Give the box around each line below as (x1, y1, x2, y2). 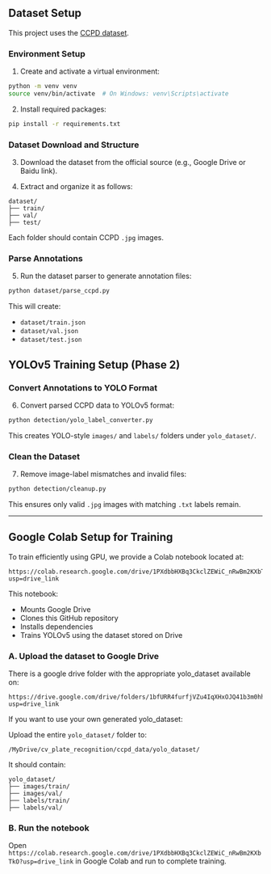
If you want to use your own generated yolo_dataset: (8, 715, 183, 724)
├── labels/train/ (8, 796, 70, 805)
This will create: (8, 302, 61, 311)
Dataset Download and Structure (8, 139, 140, 150)
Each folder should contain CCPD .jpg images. (8, 233, 164, 243)
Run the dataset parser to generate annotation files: (19, 271, 192, 281)
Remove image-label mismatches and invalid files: (19, 469, 187, 479)
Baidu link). (19, 166, 58, 176)
